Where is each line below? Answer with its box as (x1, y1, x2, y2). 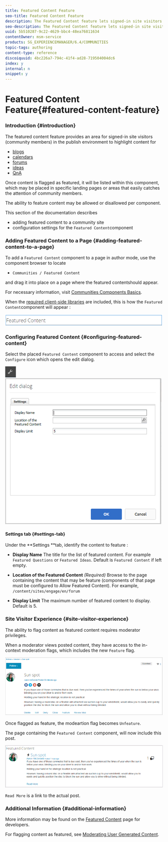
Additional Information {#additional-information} (5, 805, 126, 812)
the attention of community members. (5, 190, 83, 196)
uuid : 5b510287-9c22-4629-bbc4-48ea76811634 (5, 29, 99, 35)
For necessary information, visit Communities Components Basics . (5, 289, 142, 295)
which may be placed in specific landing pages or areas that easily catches (5, 185, 160, 191)
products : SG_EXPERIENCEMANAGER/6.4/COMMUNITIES (5, 40, 108, 45)
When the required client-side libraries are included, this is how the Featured (5, 298, 162, 305)
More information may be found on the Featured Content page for (5, 816, 140, 822)
